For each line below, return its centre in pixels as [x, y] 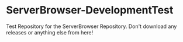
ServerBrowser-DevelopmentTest [90, 10]
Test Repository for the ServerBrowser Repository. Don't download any [91, 26]
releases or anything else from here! [50, 32]
